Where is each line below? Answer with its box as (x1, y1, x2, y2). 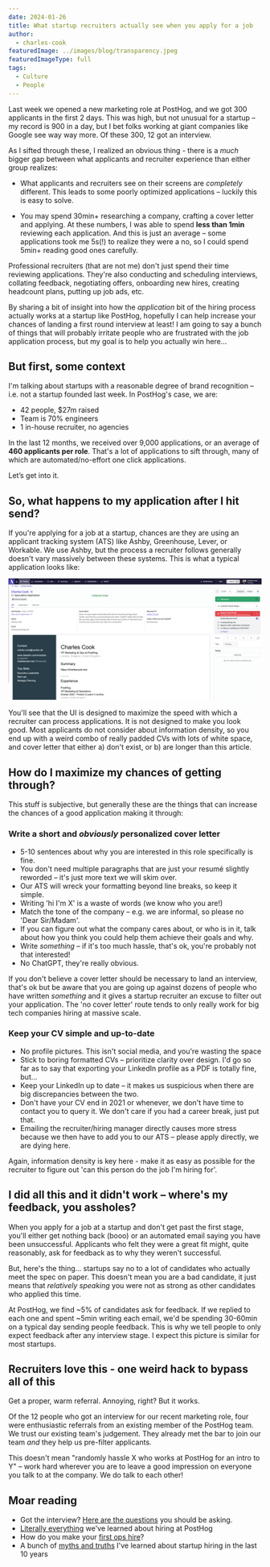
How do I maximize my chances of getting (8, 766, 223, 779)
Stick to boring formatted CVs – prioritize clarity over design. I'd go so (19, 1054, 252, 1064)
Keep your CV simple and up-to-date (8, 1028, 155, 1039)
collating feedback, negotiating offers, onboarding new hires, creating (8, 278, 239, 288)
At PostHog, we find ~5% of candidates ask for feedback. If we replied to (8, 1304, 251, 1314)
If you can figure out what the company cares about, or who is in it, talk (19, 924, 256, 933)
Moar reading (8, 1494, 78, 1507)
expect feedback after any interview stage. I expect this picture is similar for (8, 1330, 260, 1340)
